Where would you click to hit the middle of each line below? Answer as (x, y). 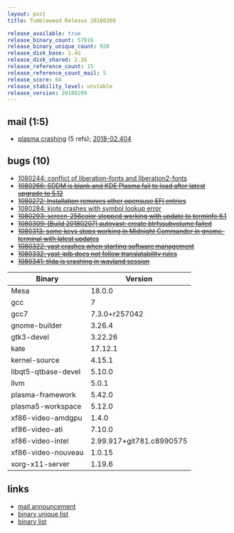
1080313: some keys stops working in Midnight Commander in (109, 231)
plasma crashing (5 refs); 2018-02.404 (74, 139)
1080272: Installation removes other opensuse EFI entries (102, 200)
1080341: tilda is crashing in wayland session (84, 261)
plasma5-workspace (46, 406)
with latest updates (71, 238)
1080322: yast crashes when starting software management (106, 246)
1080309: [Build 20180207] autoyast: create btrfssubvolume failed (115, 223)
